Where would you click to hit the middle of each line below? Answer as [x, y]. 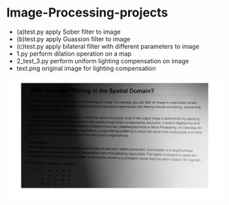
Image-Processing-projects [87, 13]
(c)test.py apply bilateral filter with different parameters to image [108, 46]
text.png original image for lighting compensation [86, 68]
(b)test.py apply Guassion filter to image [73, 39]
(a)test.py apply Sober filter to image [68, 32]
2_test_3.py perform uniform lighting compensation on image [103, 61]
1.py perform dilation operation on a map [74, 54]
